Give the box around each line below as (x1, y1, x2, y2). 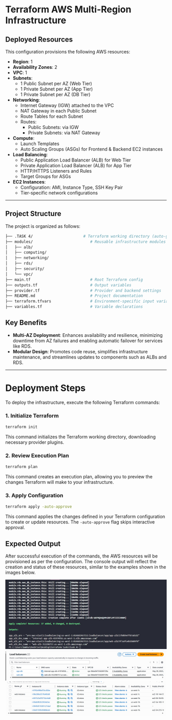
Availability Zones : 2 (12, 64, 58, 70)
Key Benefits (5, 318, 47, 327)
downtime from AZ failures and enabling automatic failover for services (12, 337, 163, 344)
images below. (5, 569, 36, 575)
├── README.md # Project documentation (5, 293, 143, 299)
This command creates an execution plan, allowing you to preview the (5, 474, 153, 480)
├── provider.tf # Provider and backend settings (5, 288, 161, 293)
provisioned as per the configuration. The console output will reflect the (5, 559, 157, 565)
